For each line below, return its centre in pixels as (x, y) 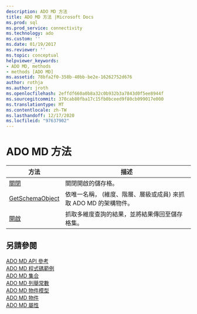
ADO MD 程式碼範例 (30, 268)
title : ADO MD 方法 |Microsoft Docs (50, 17)
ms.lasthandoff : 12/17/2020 (40, 115)
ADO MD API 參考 (27, 261)
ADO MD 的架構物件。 (103, 203)
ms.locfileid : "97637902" (38, 121)
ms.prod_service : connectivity (44, 28)
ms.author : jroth (27, 88)
